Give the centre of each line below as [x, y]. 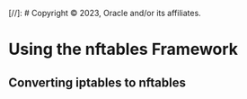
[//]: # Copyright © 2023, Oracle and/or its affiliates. [105, 13]
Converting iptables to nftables [97, 82]
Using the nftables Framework [123, 49]
